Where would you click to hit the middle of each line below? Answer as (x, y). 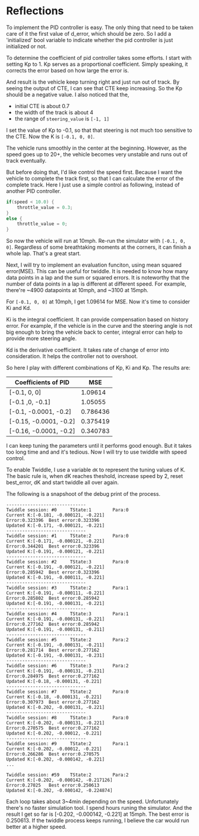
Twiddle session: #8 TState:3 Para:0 (67, 718)
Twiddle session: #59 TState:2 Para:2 (67, 775)
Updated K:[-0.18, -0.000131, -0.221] (54, 682)
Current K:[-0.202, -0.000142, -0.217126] (59, 780)
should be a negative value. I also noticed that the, (68, 94)
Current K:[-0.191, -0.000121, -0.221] (56, 567)
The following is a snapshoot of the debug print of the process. (83, 494)
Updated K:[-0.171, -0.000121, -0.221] (56, 526)
